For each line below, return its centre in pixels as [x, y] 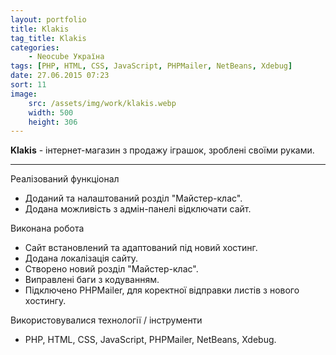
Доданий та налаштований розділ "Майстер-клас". [133, 198]
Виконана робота [47, 228]
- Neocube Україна [66, 57]
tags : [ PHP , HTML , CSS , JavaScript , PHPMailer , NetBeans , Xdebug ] [151, 66]
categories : [35, 47]
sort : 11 [28, 85]
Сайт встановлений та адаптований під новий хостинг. [141, 248]
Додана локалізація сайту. [81, 258]
